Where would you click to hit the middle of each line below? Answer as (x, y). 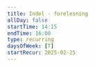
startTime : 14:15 (32, 27)
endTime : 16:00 (29, 33)
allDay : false (28, 20)
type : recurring (31, 40)
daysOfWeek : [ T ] (31, 46)
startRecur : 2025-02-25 (42, 53)
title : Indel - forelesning (48, 14)
